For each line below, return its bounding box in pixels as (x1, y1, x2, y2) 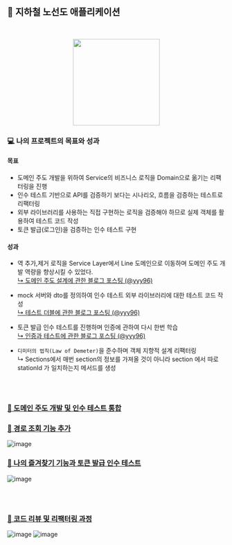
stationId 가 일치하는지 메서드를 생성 (17, 364, 116, 372)
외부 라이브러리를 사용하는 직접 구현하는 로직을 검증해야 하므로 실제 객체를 (17, 207, 217, 216)
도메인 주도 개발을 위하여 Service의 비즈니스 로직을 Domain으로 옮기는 (17, 173, 209, 181)
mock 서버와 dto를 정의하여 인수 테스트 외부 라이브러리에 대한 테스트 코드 (17, 291, 216, 299)
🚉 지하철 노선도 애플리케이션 (7, 6, 121, 18)
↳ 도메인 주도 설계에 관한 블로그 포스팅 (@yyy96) (17, 277, 153, 285)
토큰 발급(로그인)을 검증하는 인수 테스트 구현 (17, 225, 137, 233)
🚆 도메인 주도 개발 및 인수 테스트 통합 (7, 403, 122, 413)
